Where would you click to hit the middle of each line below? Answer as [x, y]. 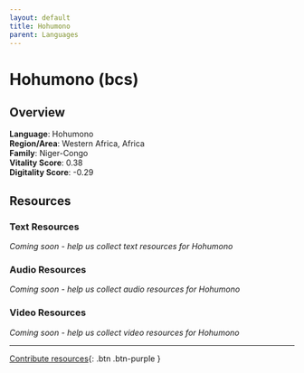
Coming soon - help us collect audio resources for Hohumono [125, 289]
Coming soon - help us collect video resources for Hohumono [124, 332]
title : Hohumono [40, 26]
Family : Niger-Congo [49, 154]
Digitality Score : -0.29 [52, 173]
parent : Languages [44, 34]
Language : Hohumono [52, 134]
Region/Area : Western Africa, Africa [77, 144]
